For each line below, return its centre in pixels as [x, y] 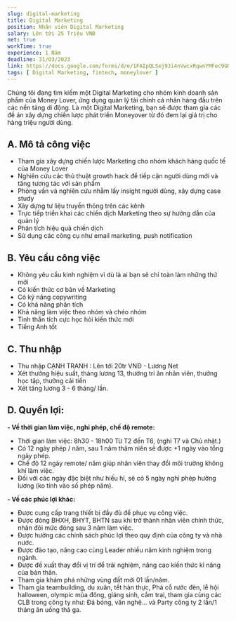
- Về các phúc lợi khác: [41, 499]
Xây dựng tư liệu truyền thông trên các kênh [81, 206]
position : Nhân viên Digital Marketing [66, 27]
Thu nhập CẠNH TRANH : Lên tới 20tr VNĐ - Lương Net [98, 366]
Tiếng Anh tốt [37, 327]
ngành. [28, 557]
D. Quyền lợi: [36, 410]
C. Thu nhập [34, 349]
